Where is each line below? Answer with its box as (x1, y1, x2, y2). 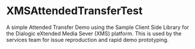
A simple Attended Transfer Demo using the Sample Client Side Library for (6, 24, 190, 31)
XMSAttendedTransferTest (6, 4, 143, 18)
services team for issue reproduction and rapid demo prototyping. (6, 36, 169, 43)
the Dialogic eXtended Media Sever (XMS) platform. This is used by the (6, 30, 182, 37)
